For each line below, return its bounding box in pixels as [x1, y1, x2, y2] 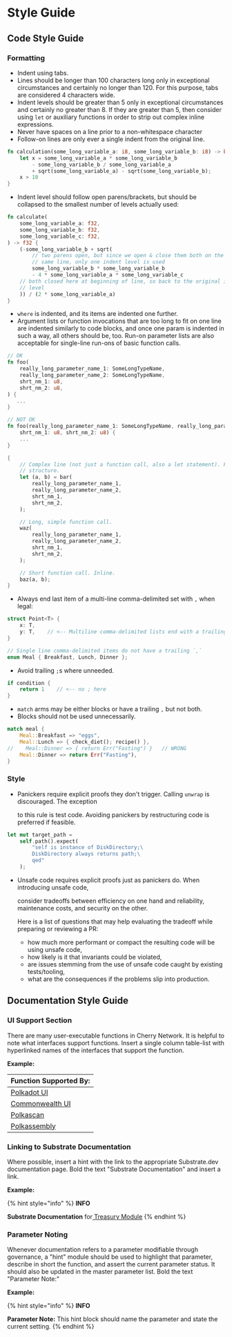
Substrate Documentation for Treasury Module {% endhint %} [7, 1212, 186, 1221]
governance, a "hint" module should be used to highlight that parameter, [7, 1253, 213, 1261]
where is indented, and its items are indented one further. [17, 310, 178, 318]
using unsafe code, [27, 945, 83, 953]
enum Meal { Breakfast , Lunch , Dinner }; [7, 653, 128, 661]
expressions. [17, 120, 54, 129]
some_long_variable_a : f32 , [19, 220, 100, 227]
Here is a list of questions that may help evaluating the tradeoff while [17, 917, 213, 926]
